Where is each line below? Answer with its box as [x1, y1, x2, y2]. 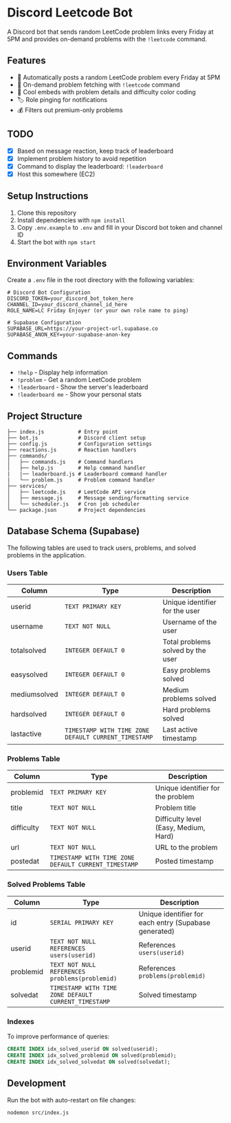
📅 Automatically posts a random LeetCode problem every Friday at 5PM [16, 73, 221, 81]
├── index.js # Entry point [7, 429, 118, 436]
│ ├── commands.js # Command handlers [7, 459, 134, 466]
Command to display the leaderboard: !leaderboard [16, 162, 164, 170]
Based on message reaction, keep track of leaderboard [16, 147, 174, 155]
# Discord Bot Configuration [7, 289, 91, 297]
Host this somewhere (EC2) [16, 170, 96, 178]
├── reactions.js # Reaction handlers [7, 447, 137, 453]
